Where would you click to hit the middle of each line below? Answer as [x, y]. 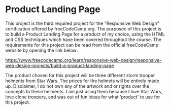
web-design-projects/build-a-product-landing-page [60, 65]
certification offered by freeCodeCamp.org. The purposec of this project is [83, 28]
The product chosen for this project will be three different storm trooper [80, 75]
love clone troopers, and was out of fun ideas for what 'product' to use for [83, 97]
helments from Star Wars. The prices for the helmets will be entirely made [82, 81]
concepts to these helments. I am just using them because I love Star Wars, [84, 91]
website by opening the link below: [42, 50]
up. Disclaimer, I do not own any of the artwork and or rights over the [77, 86]
